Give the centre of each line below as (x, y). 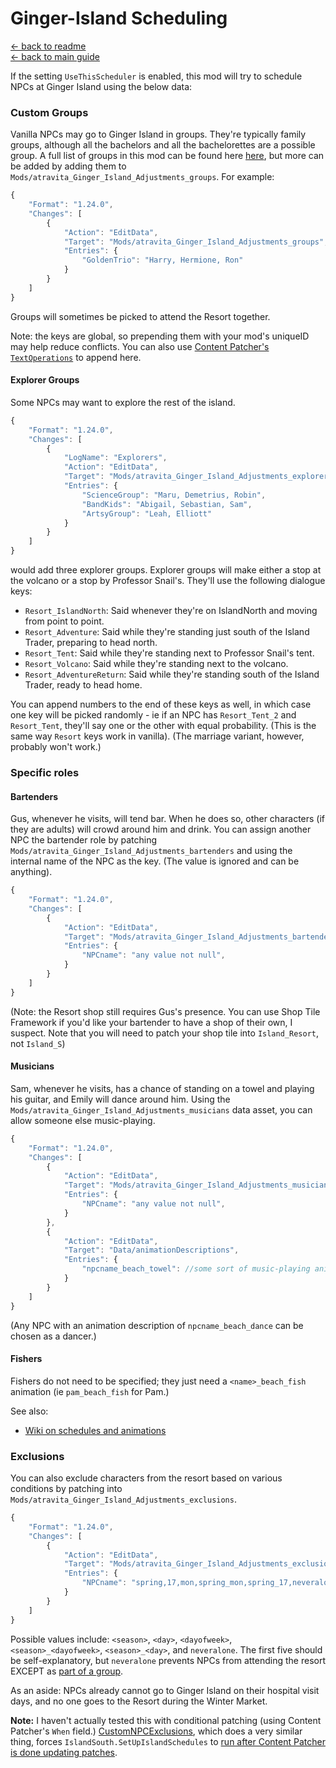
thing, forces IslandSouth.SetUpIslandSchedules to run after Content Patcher (168, 1741)
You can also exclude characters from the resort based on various (146, 1478)
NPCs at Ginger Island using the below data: (101, 86)
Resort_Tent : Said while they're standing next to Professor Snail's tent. (169, 653)
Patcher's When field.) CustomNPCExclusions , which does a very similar (156, 1731)
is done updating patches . (64, 1752)
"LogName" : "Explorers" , (115, 458)
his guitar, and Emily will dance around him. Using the (120, 1099)
